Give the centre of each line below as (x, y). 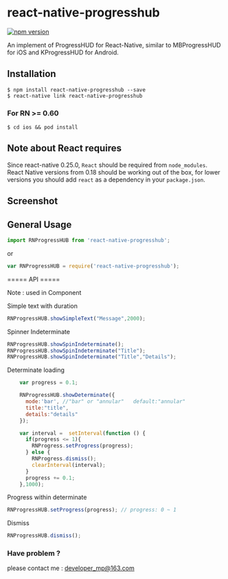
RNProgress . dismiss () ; (64, 459)
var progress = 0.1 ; (49, 383)
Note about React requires (65, 148)
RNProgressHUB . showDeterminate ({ (67, 395)
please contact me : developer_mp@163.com (71, 568)
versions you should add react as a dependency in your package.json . (106, 179)
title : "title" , (47, 408)
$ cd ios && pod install (43, 128)
